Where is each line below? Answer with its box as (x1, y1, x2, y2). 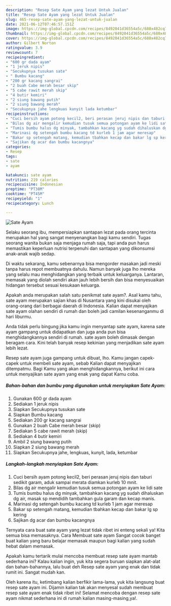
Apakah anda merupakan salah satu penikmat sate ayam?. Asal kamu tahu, (6, 292, 162, 298)
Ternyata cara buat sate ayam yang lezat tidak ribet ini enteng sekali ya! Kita (6, 527, 165, 533)
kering (13, 512, 27, 518)
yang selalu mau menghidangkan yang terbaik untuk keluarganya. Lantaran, (6, 271, 164, 277)
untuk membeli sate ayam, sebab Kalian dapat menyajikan (20, 360, 141, 366)
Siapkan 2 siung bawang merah (13, 444, 80, 450)
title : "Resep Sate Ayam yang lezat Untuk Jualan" (6, 12, 115, 17)
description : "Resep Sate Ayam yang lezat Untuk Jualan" (6, 7, 129, 13)
